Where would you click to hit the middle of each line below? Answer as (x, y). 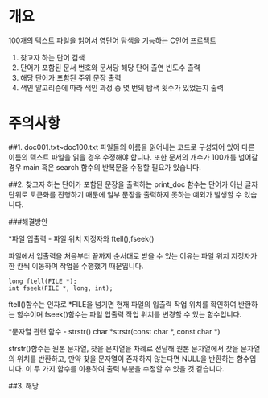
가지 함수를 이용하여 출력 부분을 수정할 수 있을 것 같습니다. (133, 368)
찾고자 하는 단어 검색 (52, 57)
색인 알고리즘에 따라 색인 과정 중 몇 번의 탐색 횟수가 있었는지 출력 (122, 87)
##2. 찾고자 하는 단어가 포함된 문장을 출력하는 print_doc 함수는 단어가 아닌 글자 (133, 184)
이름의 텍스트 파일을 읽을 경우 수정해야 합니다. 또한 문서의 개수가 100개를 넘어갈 (133, 157)
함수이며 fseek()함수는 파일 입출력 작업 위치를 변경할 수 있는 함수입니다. (129, 314)
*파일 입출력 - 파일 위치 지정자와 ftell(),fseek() (81, 238)
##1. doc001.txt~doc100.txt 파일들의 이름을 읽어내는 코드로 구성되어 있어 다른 (132, 147)
